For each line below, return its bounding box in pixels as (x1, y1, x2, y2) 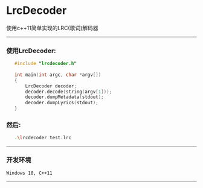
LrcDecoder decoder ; (25, 83, 77, 89)
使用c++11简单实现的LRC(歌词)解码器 (6, 24, 98, 31)
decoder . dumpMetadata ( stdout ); (25, 94, 104, 100)
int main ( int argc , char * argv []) (14, 72, 101, 78)
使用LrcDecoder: (6, 46, 56, 55)
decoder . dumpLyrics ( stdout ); (25, 100, 98, 106)
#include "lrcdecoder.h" (14, 61, 77, 67)
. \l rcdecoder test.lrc (14, 135, 71, 141)
